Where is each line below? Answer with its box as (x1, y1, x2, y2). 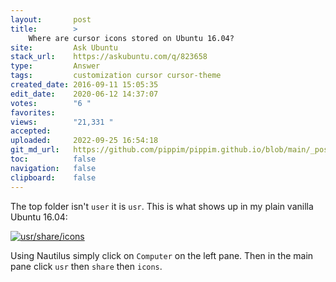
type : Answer (10, 61, 101, 71)
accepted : (10, 126, 52, 136)
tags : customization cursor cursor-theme (10, 71, 222, 81)
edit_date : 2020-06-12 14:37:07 (10, 89, 159, 99)
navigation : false (10, 163, 97, 173)
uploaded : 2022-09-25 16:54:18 (10, 136, 159, 146)
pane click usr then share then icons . (10, 260, 163, 272)
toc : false (10, 154, 97, 164)
